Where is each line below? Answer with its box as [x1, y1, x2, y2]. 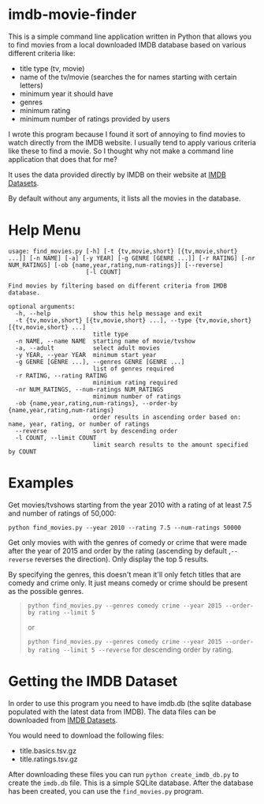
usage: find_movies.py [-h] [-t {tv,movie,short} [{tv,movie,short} [8, 247, 238, 255]
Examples [8, 474, 74, 492]
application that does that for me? [8, 154, 118, 163]
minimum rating [19, 105, 71, 115]
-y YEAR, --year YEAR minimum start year [15, 351, 157, 359]
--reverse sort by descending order [15, 426, 178, 435]
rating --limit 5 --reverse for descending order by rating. [38, 644, 234, 654]
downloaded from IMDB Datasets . [8, 715, 118, 724]
